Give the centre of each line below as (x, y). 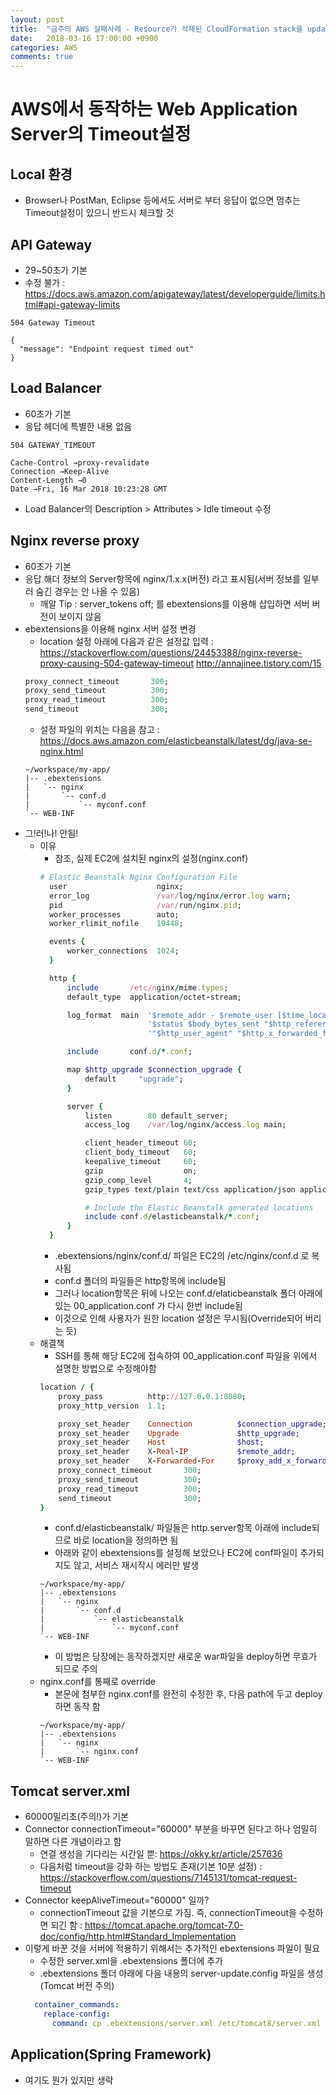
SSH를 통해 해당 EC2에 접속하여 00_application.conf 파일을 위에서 (186, 1356)
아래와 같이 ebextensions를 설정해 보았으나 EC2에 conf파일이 (176, 1553)
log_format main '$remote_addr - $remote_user (169, 1015)
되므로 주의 (76, 1669)
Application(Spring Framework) (111, 2054)
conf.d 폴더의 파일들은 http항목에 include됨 (140, 1281)
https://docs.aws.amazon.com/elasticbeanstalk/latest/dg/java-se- (176, 741)
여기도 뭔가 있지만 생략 (69, 2080)
